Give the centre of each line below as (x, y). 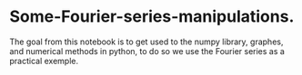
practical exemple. (44, 61)
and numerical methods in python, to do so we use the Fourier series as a (147, 51)
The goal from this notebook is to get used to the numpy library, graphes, (146, 42)
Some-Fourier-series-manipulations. (152, 17)
